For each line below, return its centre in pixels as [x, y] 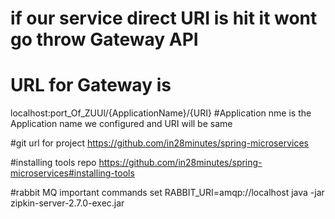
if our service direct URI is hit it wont [164, 18]
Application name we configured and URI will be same [121, 124]
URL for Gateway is [91, 85]
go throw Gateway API [104, 39]
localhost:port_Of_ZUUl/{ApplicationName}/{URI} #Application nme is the [161, 113]
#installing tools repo [53, 163]
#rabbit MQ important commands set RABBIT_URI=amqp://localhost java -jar [167, 193]
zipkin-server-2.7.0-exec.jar [67, 203]
